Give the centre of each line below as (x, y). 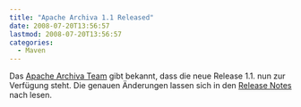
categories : (31, 42)
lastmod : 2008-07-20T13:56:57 (66, 34)
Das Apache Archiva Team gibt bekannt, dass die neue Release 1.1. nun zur (147, 76)
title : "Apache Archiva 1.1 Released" (82, 17)
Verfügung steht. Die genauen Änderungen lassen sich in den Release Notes (151, 86)
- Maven (32, 51)
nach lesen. (30, 95)
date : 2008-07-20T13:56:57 (60, 26)
